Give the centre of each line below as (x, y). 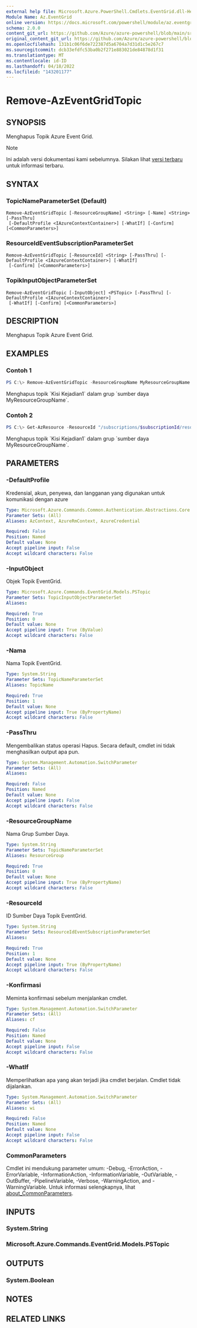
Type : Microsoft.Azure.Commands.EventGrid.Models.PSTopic (78, 592)
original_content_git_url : (39, 39)
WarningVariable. (27, 1187)
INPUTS (21, 1212)
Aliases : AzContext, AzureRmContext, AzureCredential (73, 521)
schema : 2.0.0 (23, 28)
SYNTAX (23, 184)
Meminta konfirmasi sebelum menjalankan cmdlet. (67, 998)
